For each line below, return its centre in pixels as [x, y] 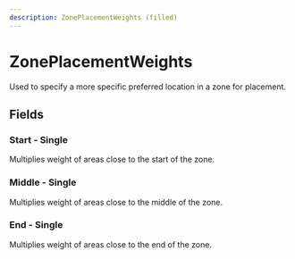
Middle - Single [43, 182]
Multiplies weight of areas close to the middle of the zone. [116, 202]
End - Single [36, 225]
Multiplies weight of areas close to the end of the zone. [111, 244]
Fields [27, 114]
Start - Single [39, 139]
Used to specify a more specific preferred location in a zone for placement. [147, 87]
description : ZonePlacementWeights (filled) [93, 17]
